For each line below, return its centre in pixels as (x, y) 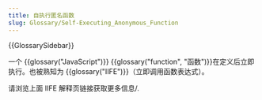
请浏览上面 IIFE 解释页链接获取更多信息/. (74, 88)
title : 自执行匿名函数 (42, 15)
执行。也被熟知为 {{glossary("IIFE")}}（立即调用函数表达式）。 (108, 71)
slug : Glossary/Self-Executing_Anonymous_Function (93, 23)
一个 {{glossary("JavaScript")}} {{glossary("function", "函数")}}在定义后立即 (131, 61)
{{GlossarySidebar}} (42, 45)
